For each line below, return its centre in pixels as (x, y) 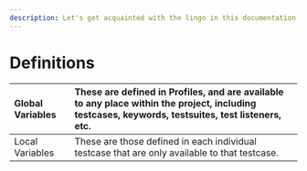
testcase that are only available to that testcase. (176, 153)
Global (29, 103)
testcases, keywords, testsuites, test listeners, (178, 115)
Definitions (53, 62)
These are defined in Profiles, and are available (179, 92)
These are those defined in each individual (166, 141)
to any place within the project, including (165, 103)
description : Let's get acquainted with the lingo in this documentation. (155, 18)
